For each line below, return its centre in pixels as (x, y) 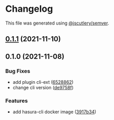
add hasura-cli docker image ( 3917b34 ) (54, 112)
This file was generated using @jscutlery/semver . (57, 23)
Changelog (29, 9)
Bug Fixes (18, 71)
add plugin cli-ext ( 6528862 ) (43, 82)
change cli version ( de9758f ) (43, 88)
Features (17, 101)
